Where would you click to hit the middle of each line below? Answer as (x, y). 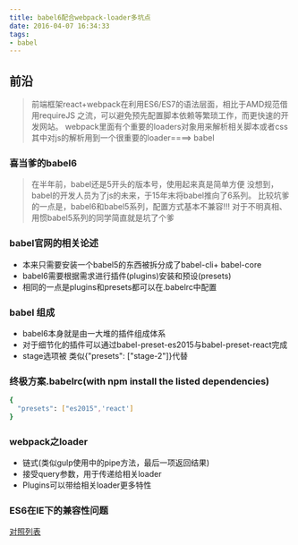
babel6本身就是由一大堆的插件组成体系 (94, 333)
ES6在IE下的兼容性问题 (59, 511)
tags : (19, 34)
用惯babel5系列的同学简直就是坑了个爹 (102, 218)
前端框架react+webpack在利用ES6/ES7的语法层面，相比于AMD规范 (155, 105)
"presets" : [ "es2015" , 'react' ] (76, 409)
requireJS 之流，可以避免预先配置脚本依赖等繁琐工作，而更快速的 (160, 115)
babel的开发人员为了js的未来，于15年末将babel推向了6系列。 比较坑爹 (160, 196)
